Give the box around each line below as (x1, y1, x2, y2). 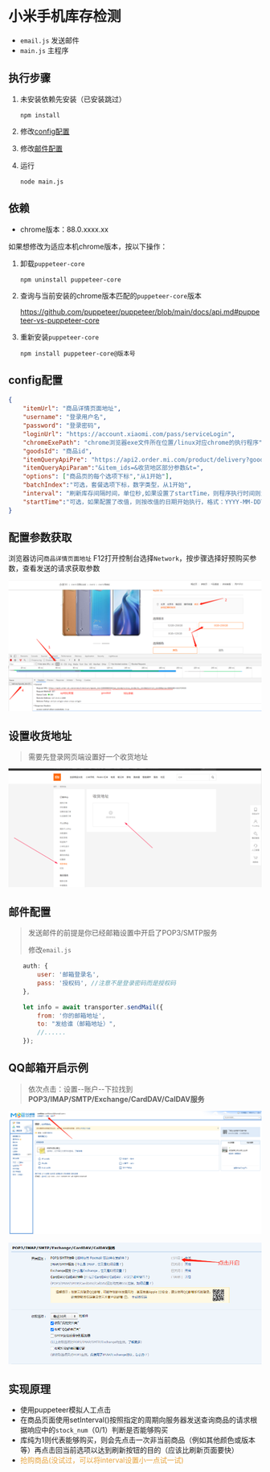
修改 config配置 (19, 126, 70, 136)
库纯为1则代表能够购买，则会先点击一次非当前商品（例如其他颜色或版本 (19, 1435, 256, 1445)
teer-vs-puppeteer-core (19, 315, 100, 325)
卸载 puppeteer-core (19, 258, 86, 268)
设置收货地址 (8, 729, 72, 742)
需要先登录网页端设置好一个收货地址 (27, 752, 149, 762)
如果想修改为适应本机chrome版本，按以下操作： (8, 241, 168, 251)
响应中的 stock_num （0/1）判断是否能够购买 (27, 1425, 169, 1434)
